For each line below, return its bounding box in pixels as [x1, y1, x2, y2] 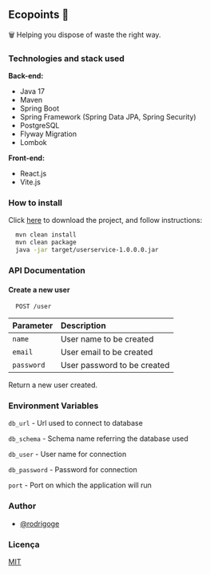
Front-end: [8, 153, 46, 163]
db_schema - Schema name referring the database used [8, 434, 189, 443]
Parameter [12, 320, 53, 331]
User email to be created [60, 346, 153, 358]
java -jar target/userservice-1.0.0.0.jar [15, 246, 159, 254]
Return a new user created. [8, 380, 98, 390]
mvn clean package [15, 238, 77, 247]
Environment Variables [8, 400, 99, 411]
